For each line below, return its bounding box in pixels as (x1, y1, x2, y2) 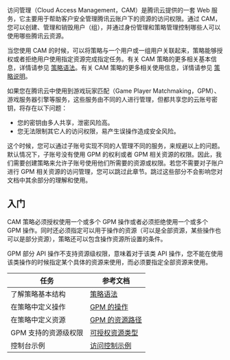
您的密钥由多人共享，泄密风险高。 (16, 119, 114, 126)
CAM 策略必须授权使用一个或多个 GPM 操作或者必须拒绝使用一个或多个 (7, 217, 209, 225)
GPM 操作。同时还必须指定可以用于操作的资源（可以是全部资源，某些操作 (7, 226, 215, 234)
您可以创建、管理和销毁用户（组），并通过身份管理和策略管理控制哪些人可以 (7, 23, 221, 31)
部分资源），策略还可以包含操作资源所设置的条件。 (25, 234, 167, 243)
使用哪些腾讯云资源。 (7, 32, 67, 40)
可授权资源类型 (89, 328, 139, 337)
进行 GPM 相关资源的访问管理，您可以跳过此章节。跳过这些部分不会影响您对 (7, 168, 223, 175)
